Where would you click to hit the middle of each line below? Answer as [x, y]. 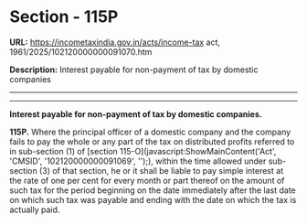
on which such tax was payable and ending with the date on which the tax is [153, 199]
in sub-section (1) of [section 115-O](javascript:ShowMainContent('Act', [143, 151]
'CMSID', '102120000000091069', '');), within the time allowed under [138, 161]
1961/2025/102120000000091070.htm [81, 51]
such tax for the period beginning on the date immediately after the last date [153, 190]
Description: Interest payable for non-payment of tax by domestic [134, 69]
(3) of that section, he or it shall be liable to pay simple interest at [162, 170]
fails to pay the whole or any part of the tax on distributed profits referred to [152, 141]
